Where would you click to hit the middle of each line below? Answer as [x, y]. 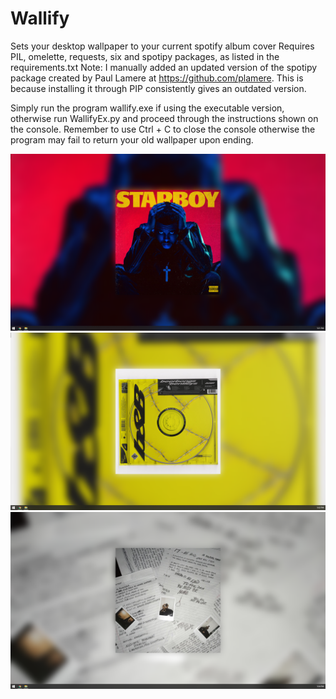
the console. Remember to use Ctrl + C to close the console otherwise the [163, 129]
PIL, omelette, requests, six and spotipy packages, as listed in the [145, 56]
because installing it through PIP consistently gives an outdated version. [158, 88]
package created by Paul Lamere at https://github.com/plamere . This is [157, 78]
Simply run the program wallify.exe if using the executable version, [147, 108]
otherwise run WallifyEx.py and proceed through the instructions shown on [164, 118]
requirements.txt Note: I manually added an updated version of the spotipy [164, 67]
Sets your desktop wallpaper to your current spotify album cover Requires [162, 46]
